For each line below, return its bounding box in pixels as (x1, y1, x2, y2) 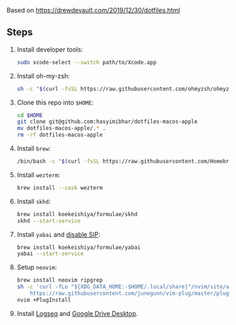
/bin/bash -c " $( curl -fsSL (16, 158, 100, 165)
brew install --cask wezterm (16, 184, 103, 191)
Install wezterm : (16, 170, 61, 179)
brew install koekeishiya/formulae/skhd (16, 211, 138, 218)
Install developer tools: (16, 45, 83, 54)
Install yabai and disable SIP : (16, 230, 100, 239)
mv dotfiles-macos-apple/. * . (16, 125, 107, 132)
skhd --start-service (16, 217, 81, 225)
